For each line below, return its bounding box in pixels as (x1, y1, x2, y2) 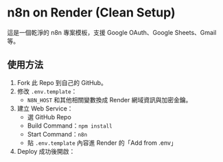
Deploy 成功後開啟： (16, 147, 75, 155)
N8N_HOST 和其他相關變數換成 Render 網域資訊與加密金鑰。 (27, 95, 192, 104)
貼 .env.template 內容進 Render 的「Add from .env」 (27, 139, 177, 147)
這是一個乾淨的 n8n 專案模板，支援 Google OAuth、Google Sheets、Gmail (7, 28, 217, 36)
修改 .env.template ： (16, 87, 78, 95)
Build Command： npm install (27, 121, 113, 130)
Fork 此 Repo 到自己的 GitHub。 (16, 78, 108, 86)
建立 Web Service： (16, 104, 73, 113)
